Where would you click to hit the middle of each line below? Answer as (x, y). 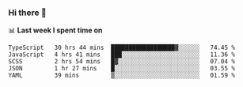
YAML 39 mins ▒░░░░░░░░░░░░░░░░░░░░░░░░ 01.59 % (122, 76)
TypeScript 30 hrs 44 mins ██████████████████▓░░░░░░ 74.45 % (122, 48)
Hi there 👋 (28, 13)
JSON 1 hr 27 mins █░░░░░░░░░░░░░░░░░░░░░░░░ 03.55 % (122, 69)
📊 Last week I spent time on (55, 30)
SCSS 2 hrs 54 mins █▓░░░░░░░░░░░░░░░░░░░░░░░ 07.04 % (122, 62)
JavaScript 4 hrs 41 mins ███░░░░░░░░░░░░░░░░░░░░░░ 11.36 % (122, 55)
